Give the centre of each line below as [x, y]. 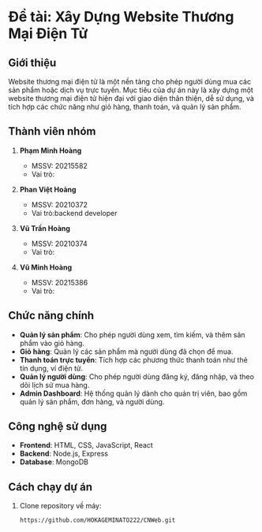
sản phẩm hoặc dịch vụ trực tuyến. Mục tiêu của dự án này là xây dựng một [131, 90]
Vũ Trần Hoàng [45, 228]
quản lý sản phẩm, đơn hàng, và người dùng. [92, 401]
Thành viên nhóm [52, 131]
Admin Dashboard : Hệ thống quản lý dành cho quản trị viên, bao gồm [133, 393]
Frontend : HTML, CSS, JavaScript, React [86, 445]
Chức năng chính [51, 316]
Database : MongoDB [54, 462]
